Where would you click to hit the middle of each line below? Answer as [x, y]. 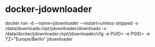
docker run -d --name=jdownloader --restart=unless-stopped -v [72, 23]
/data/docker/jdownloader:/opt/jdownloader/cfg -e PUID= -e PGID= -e [77, 33]
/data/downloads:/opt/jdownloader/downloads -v [56, 28]
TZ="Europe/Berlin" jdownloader [39, 39]
